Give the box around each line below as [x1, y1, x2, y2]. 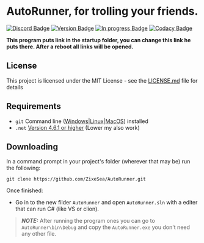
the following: [6, 164, 41, 172]
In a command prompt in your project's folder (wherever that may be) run [6, 158, 191, 165]
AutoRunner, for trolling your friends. [6, 4, 199, 18]
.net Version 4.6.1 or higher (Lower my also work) [15, 124, 140, 131]
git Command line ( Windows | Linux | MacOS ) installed [15, 118, 148, 125]
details [6, 83, 23, 91]
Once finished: [6, 187, 43, 194]
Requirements [6, 101, 61, 111]
